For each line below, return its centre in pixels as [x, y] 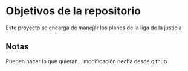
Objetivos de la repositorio [73, 11]
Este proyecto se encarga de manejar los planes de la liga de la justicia [94, 28]
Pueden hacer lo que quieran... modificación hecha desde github [86, 61]
